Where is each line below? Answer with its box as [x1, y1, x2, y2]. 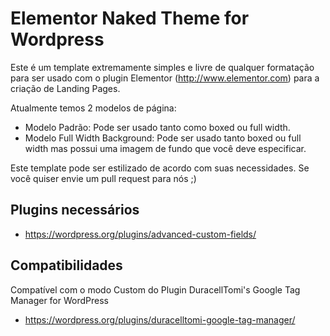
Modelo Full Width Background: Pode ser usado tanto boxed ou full [24, 132, 302, 144]
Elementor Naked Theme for [10, 7, 250, 30]
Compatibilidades [10, 257, 123, 274]
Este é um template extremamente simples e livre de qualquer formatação [10, 61, 315, 73]
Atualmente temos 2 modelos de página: [10, 102, 177, 114]
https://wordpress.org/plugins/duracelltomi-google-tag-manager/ [24, 313, 296, 326]
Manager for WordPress [10, 294, 109, 306]
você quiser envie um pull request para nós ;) [10, 172, 197, 184]
